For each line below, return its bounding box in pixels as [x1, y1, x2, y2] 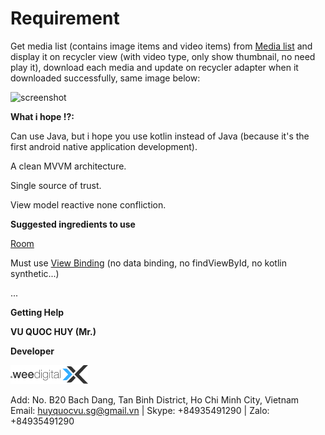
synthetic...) [10, 267, 60, 279]
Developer [10, 345, 55, 357]
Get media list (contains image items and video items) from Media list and [10, 40, 313, 52]
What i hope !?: [10, 110, 75, 122]
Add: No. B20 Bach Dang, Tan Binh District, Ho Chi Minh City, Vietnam [10, 393, 300, 406]
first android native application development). [10, 140, 198, 152]
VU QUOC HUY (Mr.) [10, 325, 97, 337]
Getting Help [10, 306, 65, 318]
